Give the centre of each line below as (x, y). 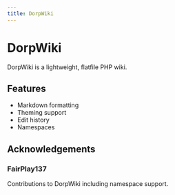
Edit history (33, 120)
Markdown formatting (48, 105)
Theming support (42, 113)
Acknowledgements (51, 149)
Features (27, 88)
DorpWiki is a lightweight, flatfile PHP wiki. (67, 67)
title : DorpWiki (30, 13)
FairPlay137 (27, 169)
